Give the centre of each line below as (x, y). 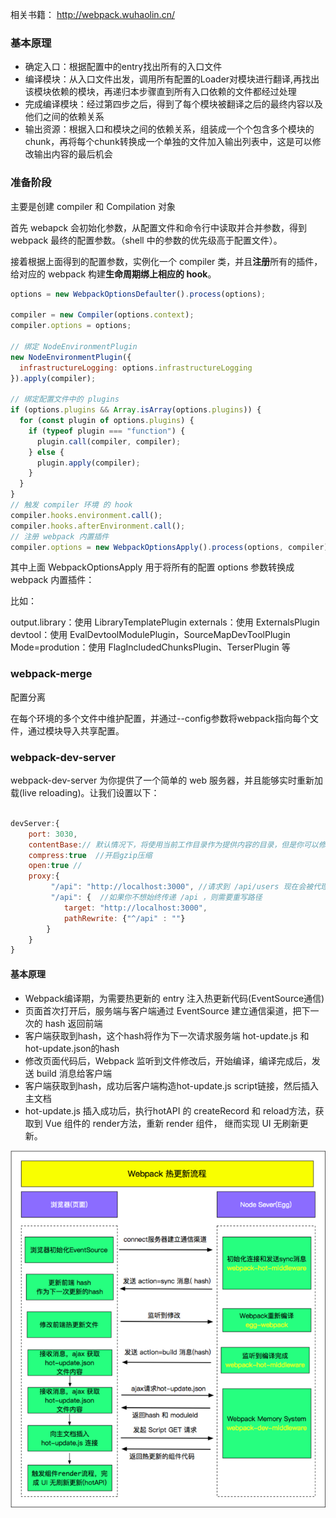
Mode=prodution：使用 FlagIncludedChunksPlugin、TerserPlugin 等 (150, 647)
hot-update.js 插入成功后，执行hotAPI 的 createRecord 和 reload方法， (170, 1110)
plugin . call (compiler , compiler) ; (109, 441)
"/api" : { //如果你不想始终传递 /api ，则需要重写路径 (156, 898)
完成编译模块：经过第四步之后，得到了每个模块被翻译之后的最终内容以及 (173, 104)
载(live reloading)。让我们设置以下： (85, 793)
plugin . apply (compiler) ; (88, 463)
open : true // (55, 866)
